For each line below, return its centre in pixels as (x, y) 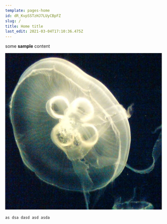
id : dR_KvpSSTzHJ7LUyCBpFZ (33, 16)
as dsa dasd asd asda (28, 218)
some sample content (28, 46)
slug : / (13, 21)
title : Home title (24, 26)
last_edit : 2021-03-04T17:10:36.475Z (44, 32)
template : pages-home (28, 10)
